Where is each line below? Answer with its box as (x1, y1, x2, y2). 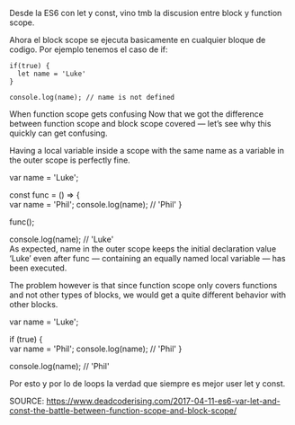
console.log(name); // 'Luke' (9, 234, 114, 244)
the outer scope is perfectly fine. (9, 155, 130, 165)
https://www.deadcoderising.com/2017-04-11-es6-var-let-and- (46, 395, 281, 406)
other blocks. (9, 299, 58, 309)
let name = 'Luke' (17, 69, 87, 78)
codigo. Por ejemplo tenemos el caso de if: (9, 44, 168, 55)
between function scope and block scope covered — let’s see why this (9, 119, 272, 128)
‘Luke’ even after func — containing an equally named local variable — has (9, 253, 286, 263)
